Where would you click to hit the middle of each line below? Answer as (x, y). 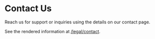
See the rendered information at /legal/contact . (52, 31)
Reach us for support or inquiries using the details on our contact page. (77, 22)
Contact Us (28, 9)
